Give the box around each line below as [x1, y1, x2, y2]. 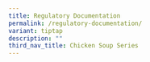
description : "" [8, 34, 63, 43]
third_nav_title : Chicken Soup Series [8, 42, 139, 50]
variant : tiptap [8, 27, 63, 35]
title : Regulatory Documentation [8, 11, 121, 20]
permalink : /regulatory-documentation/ [8, 19, 143, 27]
